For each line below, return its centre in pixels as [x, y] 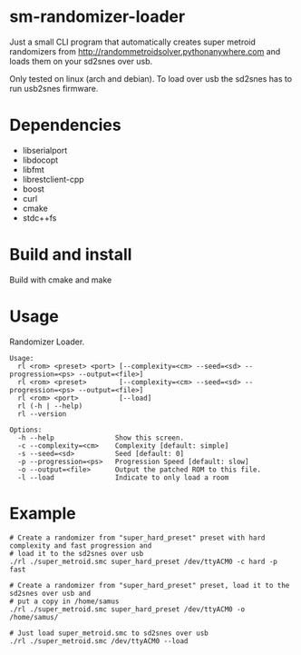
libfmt [34, 169]
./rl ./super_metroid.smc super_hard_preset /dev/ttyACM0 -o [127, 609]
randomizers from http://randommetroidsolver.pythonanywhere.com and [145, 51]
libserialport [45, 150]
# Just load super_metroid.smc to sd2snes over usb [109, 633]
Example [43, 513]
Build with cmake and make [61, 280]
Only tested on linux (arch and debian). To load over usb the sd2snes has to [151, 78]
